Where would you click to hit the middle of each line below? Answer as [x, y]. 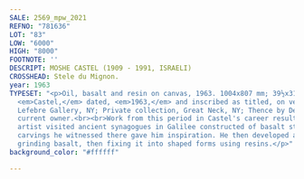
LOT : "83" [28, 34]
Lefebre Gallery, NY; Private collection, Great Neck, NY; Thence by [151, 110]
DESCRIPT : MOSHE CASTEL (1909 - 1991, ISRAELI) [101, 69]
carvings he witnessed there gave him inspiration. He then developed [153, 136]
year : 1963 [30, 85]
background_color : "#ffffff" [64, 152]
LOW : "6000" [32, 43]
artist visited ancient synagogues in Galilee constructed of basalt [151, 127]
